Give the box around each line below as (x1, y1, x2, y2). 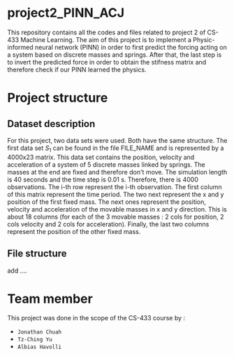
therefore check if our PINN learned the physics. (7, 65, 147, 74)
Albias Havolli (17, 343, 62, 351)
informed (7, 43, 34, 51)
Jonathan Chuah (17, 329, 62, 336)
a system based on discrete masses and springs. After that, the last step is (7, 50, 222, 59)
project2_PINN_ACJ (7, 5, 124, 21)
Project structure (7, 90, 108, 106)
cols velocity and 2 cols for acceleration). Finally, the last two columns (7, 219, 210, 228)
